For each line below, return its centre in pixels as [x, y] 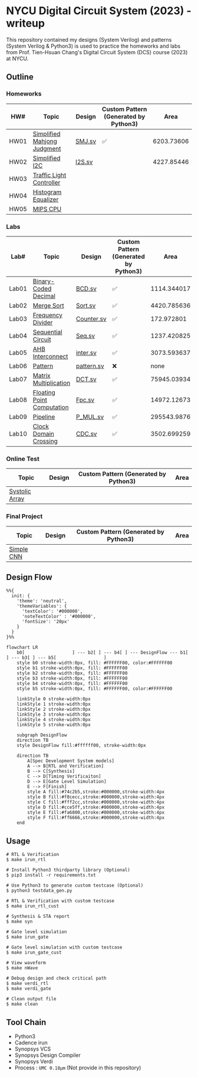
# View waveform [26, 963]
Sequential [48, 332]
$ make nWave [22, 968]
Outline [20, 77]
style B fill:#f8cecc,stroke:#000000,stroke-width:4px [96, 797]
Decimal [44, 296]
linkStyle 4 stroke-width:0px [54, 720]
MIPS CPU [47, 209]
